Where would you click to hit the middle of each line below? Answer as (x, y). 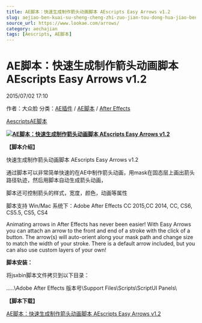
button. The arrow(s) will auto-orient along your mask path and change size (100, 237)
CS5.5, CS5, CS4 (27, 213)
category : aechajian (32, 29)
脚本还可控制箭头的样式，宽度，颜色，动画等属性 (67, 193)
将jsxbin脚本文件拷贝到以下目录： (48, 275)
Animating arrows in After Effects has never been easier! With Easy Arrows (99, 225)
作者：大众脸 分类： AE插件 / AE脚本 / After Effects (68, 109)
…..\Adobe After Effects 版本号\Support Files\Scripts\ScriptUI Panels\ (92, 288)
